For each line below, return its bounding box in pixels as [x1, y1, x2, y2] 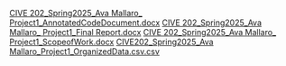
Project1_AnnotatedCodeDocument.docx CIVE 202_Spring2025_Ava [9, 17, 263, 28]
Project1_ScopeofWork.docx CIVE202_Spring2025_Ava [9, 36, 214, 47]
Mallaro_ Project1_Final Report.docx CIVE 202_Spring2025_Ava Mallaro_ [9, 27, 277, 37]
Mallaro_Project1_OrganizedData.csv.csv [9, 46, 161, 57]
